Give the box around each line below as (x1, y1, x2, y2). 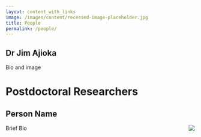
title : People (5, 20, 41, 26)
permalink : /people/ (5, 25, 58, 32)
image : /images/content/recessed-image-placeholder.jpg (5, 14, 148, 20)
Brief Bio (5, 124, 28, 132)
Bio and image (5, 64, 41, 71)
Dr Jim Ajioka (5, 47, 57, 58)
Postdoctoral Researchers (5, 85, 139, 99)
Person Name (5, 109, 58, 119)
